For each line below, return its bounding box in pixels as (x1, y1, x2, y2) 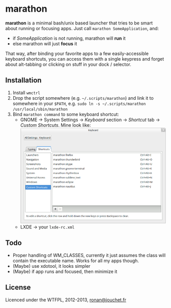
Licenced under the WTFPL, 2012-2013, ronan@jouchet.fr (5, 296, 126, 303)
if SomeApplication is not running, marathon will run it (12, 35, 126, 41)
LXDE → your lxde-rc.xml (20, 223, 75, 230)
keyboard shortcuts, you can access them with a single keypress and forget (5, 55, 164, 62)
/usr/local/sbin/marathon (12, 106, 68, 112)
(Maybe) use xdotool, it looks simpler (12, 263, 91, 269)
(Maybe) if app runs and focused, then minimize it (12, 268, 118, 274)
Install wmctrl (12, 90, 41, 96)
